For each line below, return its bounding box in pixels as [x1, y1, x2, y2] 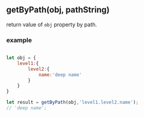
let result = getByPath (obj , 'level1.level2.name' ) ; [6, 100, 139, 106]
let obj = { [6, 55, 36, 61]
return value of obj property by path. [6, 21, 98, 28]
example [6, 36, 32, 44]
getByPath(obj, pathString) [6, 5, 110, 15]
